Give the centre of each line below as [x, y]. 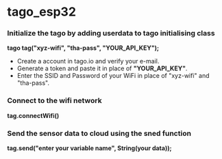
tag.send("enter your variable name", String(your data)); [90, 148]
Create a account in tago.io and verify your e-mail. [88, 61]
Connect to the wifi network [54, 101]
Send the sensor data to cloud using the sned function [99, 133]
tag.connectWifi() [33, 115]
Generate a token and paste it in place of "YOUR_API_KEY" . [102, 68]
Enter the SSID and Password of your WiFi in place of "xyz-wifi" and [113, 76]
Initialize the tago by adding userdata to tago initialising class [111, 33]
